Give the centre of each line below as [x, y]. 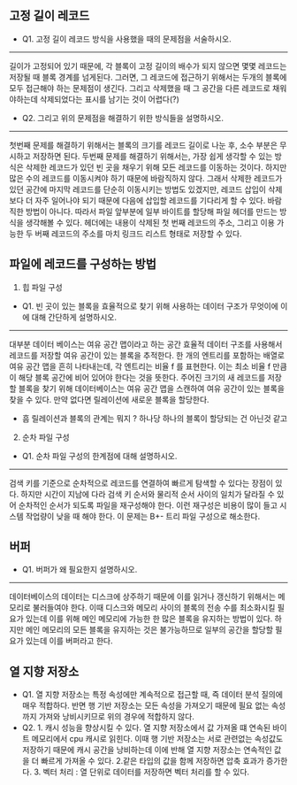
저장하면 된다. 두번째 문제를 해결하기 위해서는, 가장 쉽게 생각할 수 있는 [152, 156]
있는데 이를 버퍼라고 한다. [69, 641]
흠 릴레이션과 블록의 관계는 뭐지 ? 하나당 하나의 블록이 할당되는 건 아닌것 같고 [155, 418]
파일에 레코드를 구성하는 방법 [83, 264]
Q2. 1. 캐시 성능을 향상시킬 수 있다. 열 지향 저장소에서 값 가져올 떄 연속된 [146, 727]
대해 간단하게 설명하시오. [74, 317]
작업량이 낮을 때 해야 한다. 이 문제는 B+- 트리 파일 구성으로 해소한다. [143, 516]
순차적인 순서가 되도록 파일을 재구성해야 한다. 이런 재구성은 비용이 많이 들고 [148, 505]
